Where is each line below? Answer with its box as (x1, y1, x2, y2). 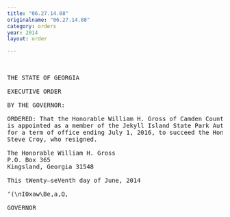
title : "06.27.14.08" (7, 10, 69, 17)
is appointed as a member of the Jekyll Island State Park (7, 122, 210, 130)
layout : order (7, 36, 48, 42)
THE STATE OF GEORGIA (7, 74, 80, 82)
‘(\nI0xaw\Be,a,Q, (7, 190, 69, 199)
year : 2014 (7, 29, 38, 36)
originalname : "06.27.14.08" (7, 16, 90, 23)
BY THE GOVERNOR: (7, 101, 65, 110)
